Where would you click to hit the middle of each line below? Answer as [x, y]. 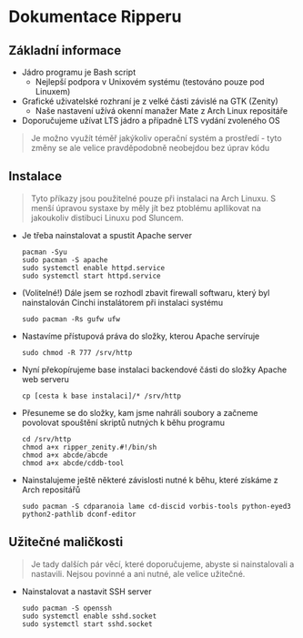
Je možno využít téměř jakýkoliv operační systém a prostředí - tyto [157, 138]
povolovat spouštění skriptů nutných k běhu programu [123, 422]
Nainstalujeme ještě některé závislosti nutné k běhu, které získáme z [150, 480]
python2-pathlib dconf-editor [79, 514]
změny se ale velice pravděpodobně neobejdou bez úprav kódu [150, 148]
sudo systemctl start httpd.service [91, 276]
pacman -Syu [44, 252]
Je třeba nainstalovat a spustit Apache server [107, 235]
